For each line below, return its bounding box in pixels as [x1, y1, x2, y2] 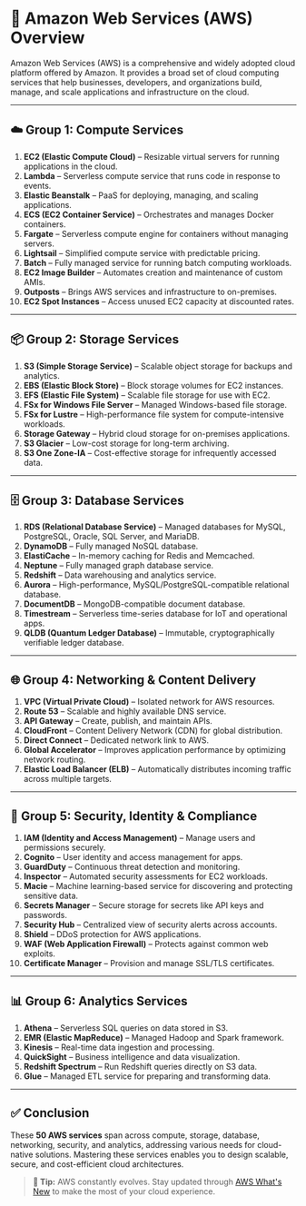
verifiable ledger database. [23, 638, 125, 648]
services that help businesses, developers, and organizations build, [10, 76, 262, 87]
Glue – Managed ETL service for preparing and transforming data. [23, 1071, 271, 1082]
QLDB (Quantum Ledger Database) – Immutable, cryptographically [23, 628, 275, 638]
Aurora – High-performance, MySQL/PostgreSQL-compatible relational [23, 579, 290, 590]
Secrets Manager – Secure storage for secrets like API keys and [23, 900, 264, 911]
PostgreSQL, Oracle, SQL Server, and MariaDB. [23, 531, 201, 542]
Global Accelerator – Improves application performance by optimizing [23, 745, 287, 756]
